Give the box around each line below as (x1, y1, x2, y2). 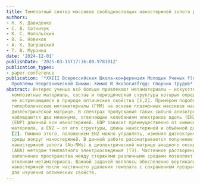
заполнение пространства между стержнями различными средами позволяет (11, 153, 193, 159)
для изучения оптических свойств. (11, 169, 97, 176)
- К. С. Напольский (6, 31, 55, 37)
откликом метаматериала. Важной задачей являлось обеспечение (11, 159, 169, 165)
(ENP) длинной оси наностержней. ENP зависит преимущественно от (11, 120, 177, 126)
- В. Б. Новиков (6, 36, 46, 42)
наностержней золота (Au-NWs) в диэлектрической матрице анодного (11, 141, 180, 148)
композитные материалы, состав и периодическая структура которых (11, 92, 180, 98)
